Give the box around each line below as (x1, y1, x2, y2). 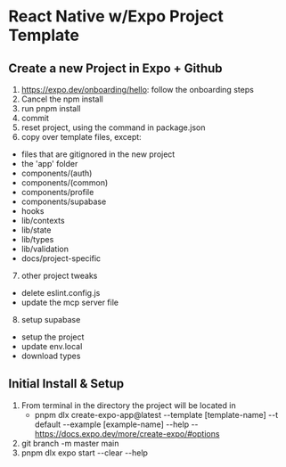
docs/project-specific (20, 253, 102, 264)
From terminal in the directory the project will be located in (20, 399, 237, 411)
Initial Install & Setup (8, 376, 125, 391)
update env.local (20, 341, 83, 351)
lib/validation (20, 243, 69, 254)
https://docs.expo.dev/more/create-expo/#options (34, 428, 220, 438)
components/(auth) (20, 168, 93, 178)
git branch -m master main (20, 438, 119, 448)
